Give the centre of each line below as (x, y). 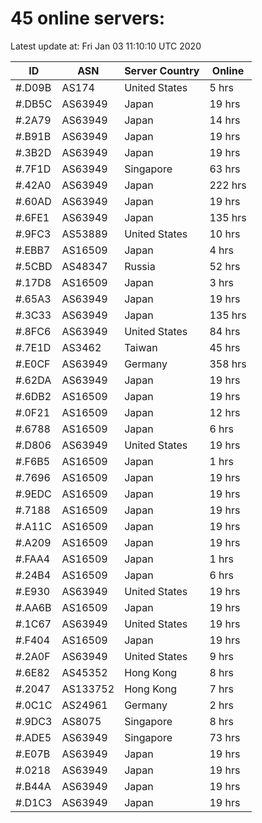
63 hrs (225, 169)
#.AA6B (33, 607)
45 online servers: (88, 18)
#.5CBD (34, 266)
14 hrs (225, 120)
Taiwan (141, 347)
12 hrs (225, 412)
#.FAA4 (33, 559)
